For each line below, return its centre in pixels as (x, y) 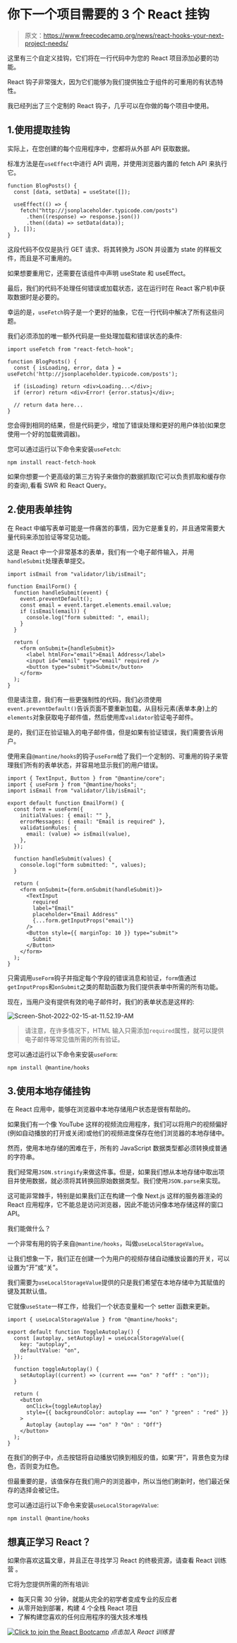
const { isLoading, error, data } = (67, 368)
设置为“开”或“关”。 (35, 1268)
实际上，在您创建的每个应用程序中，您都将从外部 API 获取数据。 (101, 148)
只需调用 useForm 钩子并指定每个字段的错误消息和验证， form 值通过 (102, 978)
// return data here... (48, 405)
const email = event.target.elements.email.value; (96, 605)
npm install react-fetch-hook (52, 462)
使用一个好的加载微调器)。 (46, 434)
